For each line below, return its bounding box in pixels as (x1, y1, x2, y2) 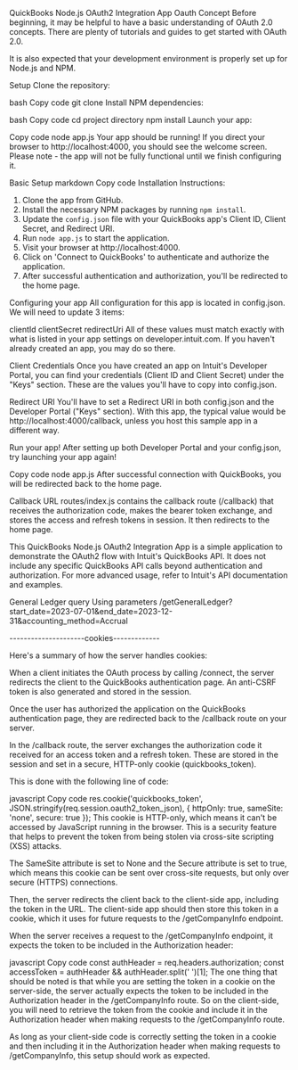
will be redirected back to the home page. (9, 479, 163, 489)
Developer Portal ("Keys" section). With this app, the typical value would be (9, 406, 286, 416)
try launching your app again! (9, 452, 117, 462)
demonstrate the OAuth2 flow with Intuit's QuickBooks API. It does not (9, 551, 267, 561)
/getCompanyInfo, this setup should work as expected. (9, 1050, 211, 1060)
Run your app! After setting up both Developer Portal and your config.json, (9, 442, 282, 453)
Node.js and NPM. (9, 62, 77, 73)
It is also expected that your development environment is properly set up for (9, 53, 287, 63)
